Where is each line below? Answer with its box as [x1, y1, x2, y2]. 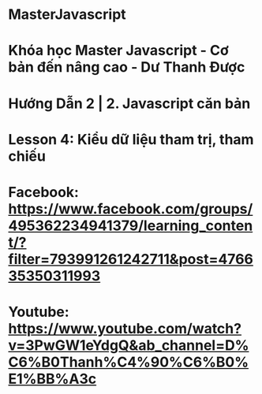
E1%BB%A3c [8, 370, 97, 388]
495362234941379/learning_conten [8, 217, 253, 234]
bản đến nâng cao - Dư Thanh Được [8, 58, 245, 76]
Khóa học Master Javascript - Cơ [8, 42, 229, 60]
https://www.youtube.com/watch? [8, 320, 242, 338]
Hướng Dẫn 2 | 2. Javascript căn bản [8, 95, 251, 112]
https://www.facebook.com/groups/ [8, 199, 253, 217]
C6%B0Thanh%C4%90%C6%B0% [8, 353, 249, 371]
